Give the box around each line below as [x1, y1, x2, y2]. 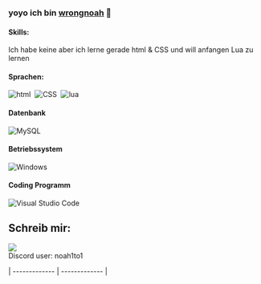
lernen [8, 54, 30, 63]
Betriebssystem [8, 144, 63, 154]
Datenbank [8, 108, 47, 117]
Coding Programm [8, 181, 71, 190]
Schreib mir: [8, 221, 71, 235]
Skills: [8, 27, 30, 37]
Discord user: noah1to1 [8, 250, 84, 260]
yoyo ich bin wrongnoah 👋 [8, 7, 112, 18]
